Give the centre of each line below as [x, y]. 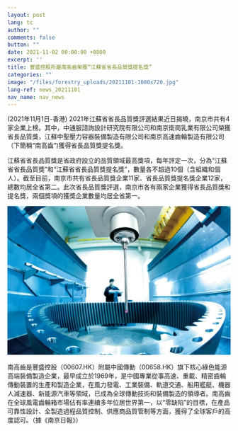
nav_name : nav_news [36, 97]
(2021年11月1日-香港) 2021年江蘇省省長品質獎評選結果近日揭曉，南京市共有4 [119, 119]
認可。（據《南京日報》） [47, 420]
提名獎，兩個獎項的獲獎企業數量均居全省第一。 [75, 196]
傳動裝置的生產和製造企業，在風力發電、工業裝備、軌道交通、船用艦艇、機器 [119, 384]
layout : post [27, 15]
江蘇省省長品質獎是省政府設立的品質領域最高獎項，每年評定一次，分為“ [111, 161]
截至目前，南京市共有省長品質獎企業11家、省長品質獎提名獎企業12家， [124, 178]
